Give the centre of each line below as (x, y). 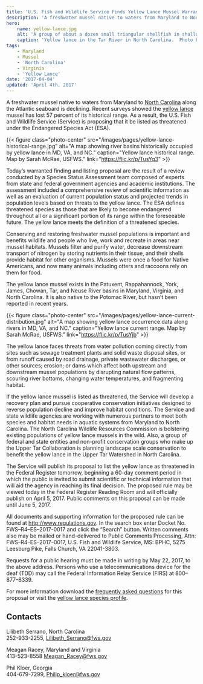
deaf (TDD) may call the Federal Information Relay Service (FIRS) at (90, 573)
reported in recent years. (37, 304)
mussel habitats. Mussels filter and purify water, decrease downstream (95, 247)
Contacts (24, 617)
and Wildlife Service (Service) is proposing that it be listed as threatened (96, 121)
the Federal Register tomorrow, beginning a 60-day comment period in (94, 472)
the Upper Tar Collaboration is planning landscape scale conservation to (96, 448)
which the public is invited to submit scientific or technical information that (99, 479)
